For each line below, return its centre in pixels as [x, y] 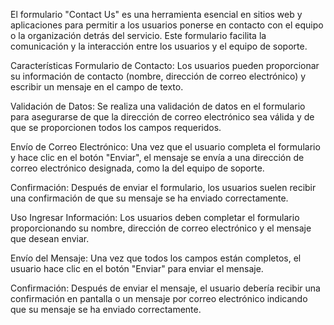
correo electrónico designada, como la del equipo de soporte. [137, 168]
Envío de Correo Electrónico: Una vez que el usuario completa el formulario [165, 147]
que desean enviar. [50, 238]
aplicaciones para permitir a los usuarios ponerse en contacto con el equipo [167, 25]
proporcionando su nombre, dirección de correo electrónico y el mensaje [161, 228]
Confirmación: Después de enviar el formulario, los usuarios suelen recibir [163, 187]
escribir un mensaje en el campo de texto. [97, 87]
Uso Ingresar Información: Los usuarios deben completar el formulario [155, 217]
